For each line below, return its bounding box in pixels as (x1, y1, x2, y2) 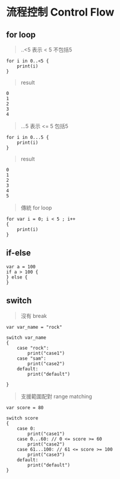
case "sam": (17, 356, 46, 361)
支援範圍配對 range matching (20, 393, 92, 400)
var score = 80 (6, 404, 44, 410)
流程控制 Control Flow (6, 5, 115, 19)
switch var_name (6, 335, 46, 341)
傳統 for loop (20, 204, 52, 211)
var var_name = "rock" (6, 324, 62, 330)
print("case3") (27, 452, 65, 458)
